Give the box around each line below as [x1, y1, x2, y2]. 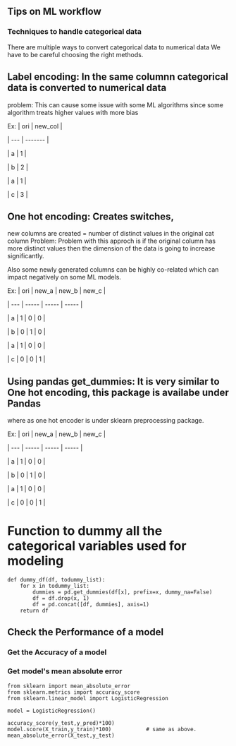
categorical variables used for [7, 538, 187, 554]
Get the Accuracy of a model [7, 647, 107, 657]
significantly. [7, 252, 44, 260]
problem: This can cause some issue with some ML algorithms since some [7, 100, 224, 109]
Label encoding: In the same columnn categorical [7, 71, 229, 83]
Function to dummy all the [7, 523, 163, 539]
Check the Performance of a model [7, 626, 164, 638]
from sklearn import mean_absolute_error [7, 682, 131, 690]
